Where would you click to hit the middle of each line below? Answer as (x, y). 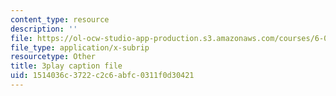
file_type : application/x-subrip (80, 47)
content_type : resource (60, 19)
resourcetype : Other (53, 57)
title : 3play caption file (66, 66)
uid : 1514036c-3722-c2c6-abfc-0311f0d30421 (102, 76)
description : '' (44, 29)
